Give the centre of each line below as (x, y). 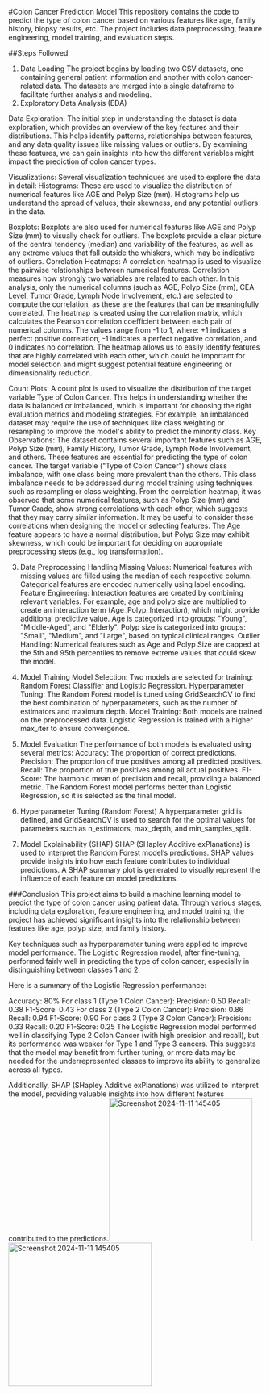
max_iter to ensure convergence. (75, 728)
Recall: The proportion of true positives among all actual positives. (130, 770)
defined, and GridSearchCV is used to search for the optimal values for (138, 820)
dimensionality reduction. (50, 373)
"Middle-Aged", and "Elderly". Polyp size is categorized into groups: (133, 627)
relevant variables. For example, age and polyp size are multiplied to (133, 601)
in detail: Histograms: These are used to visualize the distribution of (120, 186)
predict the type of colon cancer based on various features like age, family (132, 20)
